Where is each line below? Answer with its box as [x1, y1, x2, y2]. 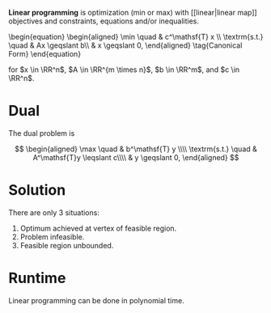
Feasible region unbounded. [19, 240, 114, 250]
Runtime [8, 269, 66, 287]
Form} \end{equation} [8, 49, 82, 58]
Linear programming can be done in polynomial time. [8, 295, 184, 305]
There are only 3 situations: [8, 207, 100, 218]
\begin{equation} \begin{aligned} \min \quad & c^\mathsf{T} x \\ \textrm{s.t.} [8, 32, 264, 41]
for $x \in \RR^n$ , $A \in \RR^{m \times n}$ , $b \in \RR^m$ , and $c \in [8, 65, 240, 74]
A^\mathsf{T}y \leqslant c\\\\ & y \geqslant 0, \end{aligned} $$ [32, 152, 239, 162]
